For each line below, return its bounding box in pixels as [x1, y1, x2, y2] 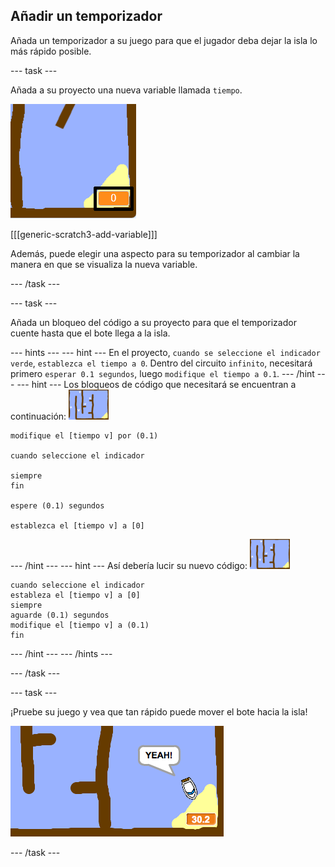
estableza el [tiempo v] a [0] [10, 590, 141, 600]
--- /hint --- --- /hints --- [10, 647, 113, 659]
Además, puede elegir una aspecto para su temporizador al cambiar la [10, 247, 300, 259]
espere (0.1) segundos [10, 500, 105, 511]
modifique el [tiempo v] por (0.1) [10, 430, 159, 441]
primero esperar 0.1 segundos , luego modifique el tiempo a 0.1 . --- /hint [10, 367, 315, 379]
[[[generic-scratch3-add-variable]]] [10, 228, 158, 240]
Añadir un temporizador [10, 8, 163, 25]
